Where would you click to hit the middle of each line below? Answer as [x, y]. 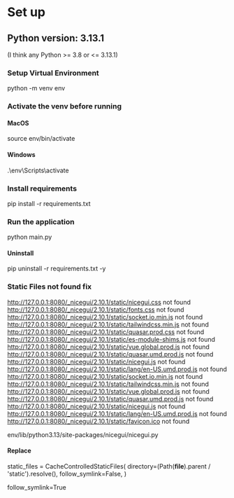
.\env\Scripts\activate [38, 170]
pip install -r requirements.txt [49, 203]
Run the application [41, 221]
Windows [21, 155]
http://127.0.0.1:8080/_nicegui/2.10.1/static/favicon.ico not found [98, 421]
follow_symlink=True [37, 487]
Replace [19, 451]
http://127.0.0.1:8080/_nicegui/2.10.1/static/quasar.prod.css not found [106, 332]
